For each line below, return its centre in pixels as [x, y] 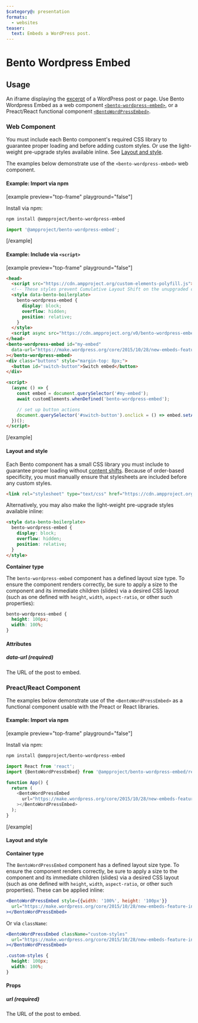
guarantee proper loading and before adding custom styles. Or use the [92, 146]
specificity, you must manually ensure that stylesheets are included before [97, 477]
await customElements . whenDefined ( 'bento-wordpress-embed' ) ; [93, 399]
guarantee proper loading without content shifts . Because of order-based [95, 470]
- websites [25, 22]
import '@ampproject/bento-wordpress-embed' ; [63, 229]
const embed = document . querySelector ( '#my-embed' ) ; [83, 394]
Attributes [19, 644]
